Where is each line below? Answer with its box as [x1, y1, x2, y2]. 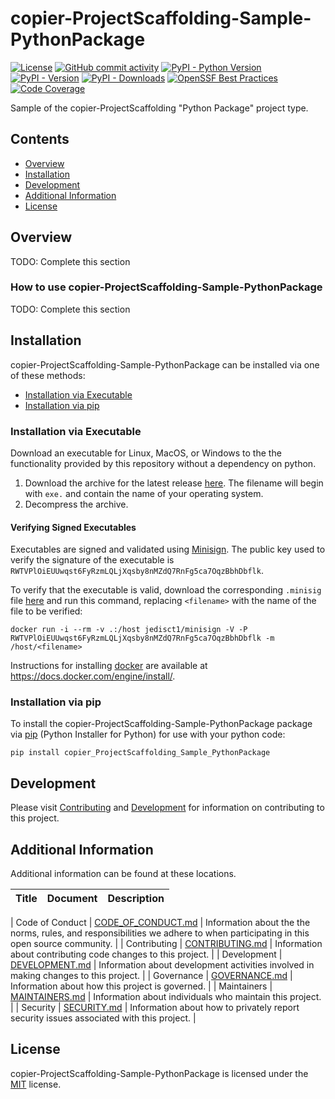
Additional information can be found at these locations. [10, 868, 237, 880]
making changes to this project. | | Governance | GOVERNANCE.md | [10, 970, 293, 982]
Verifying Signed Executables [10, 521, 137, 533]
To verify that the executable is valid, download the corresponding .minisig [10, 584, 322, 596]
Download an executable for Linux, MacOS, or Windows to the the [10, 447, 282, 459]
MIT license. [10, 1078, 62, 1090]
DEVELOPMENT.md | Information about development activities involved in [10, 959, 315, 971]
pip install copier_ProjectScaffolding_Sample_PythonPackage [10, 748, 271, 758]
